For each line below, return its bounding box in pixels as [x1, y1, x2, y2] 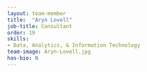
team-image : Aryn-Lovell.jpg [7, 49, 91, 56]
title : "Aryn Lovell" [7, 16, 72, 23]
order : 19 [7, 29, 36, 36]
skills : [7, 36, 30, 43]
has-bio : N [7, 55, 39, 62]
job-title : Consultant [7, 23, 72, 29]
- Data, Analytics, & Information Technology [7, 42, 140, 49]
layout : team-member [7, 10, 67, 17]
